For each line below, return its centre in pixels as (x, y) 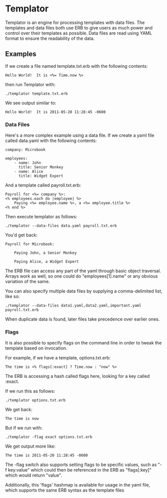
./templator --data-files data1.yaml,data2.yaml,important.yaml (73, 306)
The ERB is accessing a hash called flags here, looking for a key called (78, 376)
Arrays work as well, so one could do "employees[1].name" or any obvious (82, 276)
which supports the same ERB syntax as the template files (65, 490)
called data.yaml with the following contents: (51, 141)
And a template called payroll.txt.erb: (43, 185)
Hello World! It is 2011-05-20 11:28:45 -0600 (56, 112)
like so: (12, 297)
